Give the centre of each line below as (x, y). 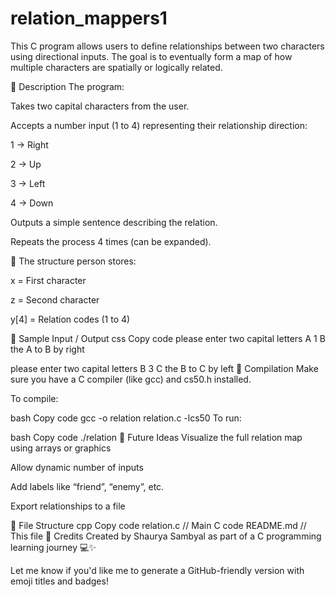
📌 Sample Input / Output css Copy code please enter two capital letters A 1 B (168, 338)
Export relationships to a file (68, 506)
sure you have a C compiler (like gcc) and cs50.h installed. (131, 379)
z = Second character (55, 299)
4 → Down (32, 203)
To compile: (34, 398)
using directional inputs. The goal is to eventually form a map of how (151, 56)
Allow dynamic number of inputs (77, 467)
